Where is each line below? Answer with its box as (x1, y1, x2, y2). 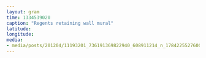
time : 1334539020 (6, 14, 51, 21)
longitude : (6, 31, 34, 37)
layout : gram (6, 8, 40, 15)
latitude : (6, 25, 32, 32)
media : (6, 37, 23, 43)
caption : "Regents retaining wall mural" (6, 20, 114, 26)
